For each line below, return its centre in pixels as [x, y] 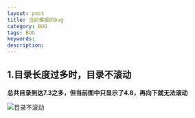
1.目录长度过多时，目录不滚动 [69, 75]
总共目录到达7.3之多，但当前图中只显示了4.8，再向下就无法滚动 [97, 93]
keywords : [21, 39]
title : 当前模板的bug [35, 20]
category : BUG [27, 26]
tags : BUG [21, 33]
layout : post [26, 13]
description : [26, 45]
